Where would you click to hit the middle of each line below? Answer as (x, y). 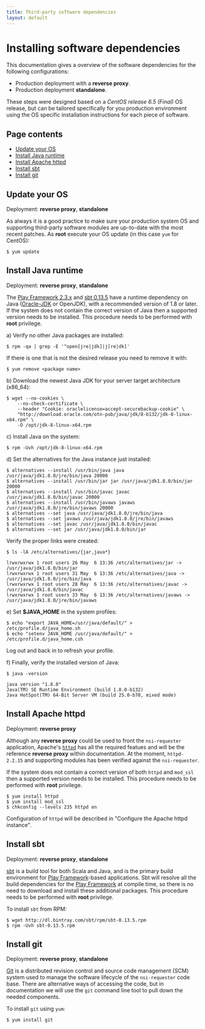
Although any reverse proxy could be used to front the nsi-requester (94, 741)
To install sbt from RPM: (37, 909)
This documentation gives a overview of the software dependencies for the (101, 65)
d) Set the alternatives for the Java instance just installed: (79, 459)
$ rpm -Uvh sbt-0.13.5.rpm (41, 925)
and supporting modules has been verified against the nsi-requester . (112, 760)
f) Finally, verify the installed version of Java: (63, 662)
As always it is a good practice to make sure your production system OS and (102, 221)
